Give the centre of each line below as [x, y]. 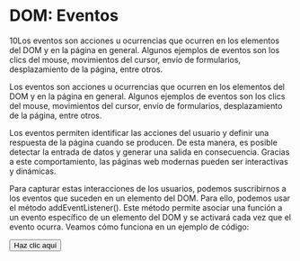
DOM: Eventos [64, 16]
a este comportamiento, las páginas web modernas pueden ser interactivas [149, 161]
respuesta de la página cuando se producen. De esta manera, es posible [144, 142]
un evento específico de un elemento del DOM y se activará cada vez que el [150, 217]
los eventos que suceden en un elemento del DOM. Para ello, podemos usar [150, 198]
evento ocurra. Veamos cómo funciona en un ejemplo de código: [129, 227]
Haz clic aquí [35, 245]
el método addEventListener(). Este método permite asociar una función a [146, 207]
